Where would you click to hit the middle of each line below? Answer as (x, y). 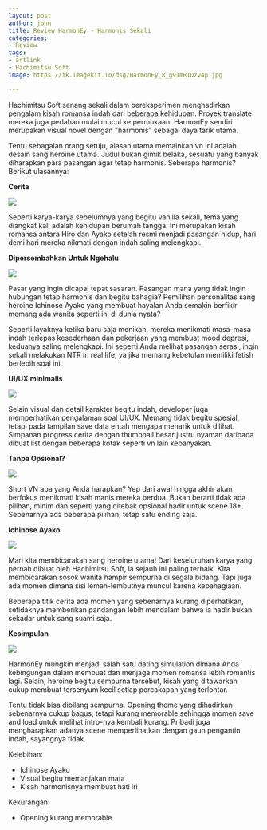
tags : (17, 53)
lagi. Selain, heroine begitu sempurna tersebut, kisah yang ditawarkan (123, 681)
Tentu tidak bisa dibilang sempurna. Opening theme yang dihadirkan (120, 705)
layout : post (30, 16)
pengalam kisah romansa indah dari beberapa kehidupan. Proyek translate (130, 113)
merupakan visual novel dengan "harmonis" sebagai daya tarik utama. (124, 130)
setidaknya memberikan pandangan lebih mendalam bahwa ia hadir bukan (130, 609)
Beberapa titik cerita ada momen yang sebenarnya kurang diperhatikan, (126, 601)
